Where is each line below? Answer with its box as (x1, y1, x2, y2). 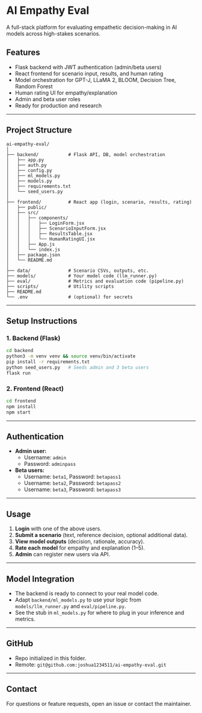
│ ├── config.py (6, 167, 52, 174)
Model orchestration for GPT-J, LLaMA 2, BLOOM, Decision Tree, (14, 76, 176, 83)
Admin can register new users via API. (14, 551, 111, 558)
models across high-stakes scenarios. (6, 30, 101, 37)
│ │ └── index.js (6, 247, 61, 253)
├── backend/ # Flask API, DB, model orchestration (6, 151, 165, 157)
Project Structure (6, 125, 72, 136)
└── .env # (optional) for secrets (6, 294, 133, 300)
